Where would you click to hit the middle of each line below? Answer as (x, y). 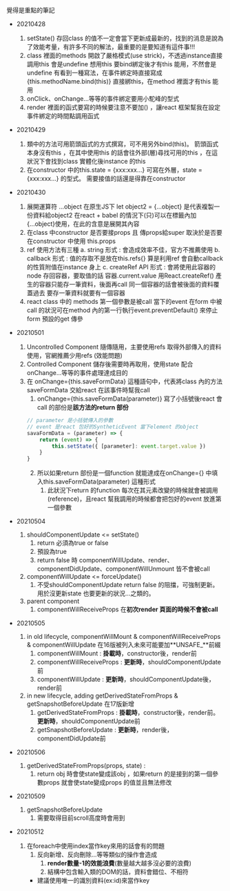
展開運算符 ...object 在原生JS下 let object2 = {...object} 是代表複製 (120, 207)
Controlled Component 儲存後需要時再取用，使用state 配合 (110, 364)
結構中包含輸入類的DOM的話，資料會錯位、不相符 (118, 872)
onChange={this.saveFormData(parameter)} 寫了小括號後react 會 (130, 399)
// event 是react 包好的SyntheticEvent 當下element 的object (113, 427)
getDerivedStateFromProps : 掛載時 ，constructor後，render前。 (128, 713)
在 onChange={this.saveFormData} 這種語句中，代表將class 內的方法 (125, 381)
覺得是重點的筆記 (31, 10)
